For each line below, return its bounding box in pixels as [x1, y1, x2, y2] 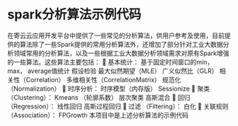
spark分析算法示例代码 [7, 6, 142, 23]
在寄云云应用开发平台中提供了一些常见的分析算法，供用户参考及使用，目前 [7, 31, 225, 40]
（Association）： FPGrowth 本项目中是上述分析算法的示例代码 [7, 110, 189, 119]
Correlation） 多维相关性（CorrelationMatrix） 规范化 [25, 75, 181, 84]
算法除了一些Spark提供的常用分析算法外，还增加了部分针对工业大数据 [19, 40, 223, 48]
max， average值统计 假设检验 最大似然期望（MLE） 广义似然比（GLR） [7, 67, 218, 75]
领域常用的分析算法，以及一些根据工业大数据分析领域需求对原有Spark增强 [13, 49, 229, 57]
